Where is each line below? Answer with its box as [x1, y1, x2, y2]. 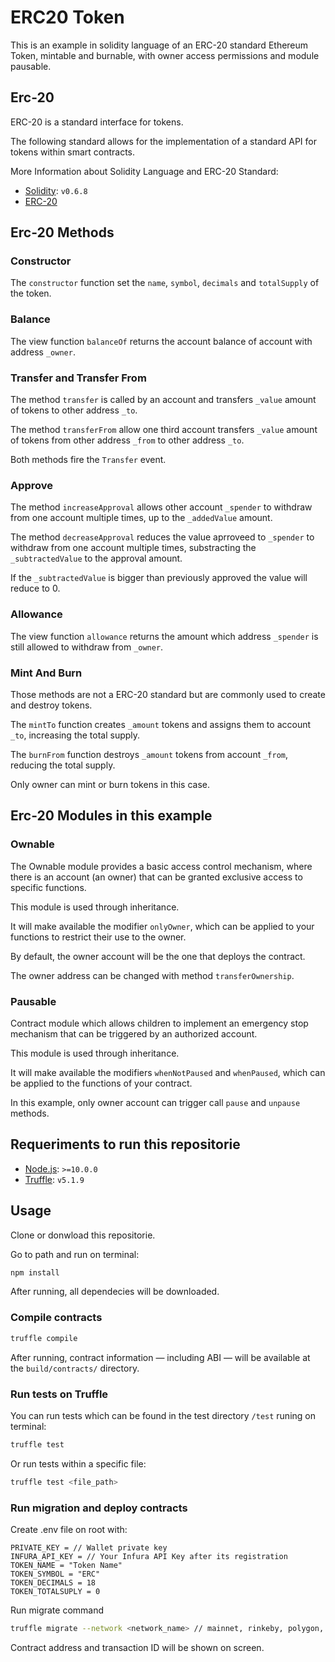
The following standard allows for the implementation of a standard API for [10, 135, 317, 147]
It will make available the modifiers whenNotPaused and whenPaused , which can [10, 1066, 326, 1078]
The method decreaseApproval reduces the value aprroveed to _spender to [10, 531, 315, 543]
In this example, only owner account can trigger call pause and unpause [10, 1096, 301, 1108]
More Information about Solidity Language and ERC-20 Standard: [10, 165, 279, 177]
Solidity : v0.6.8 [24, 184, 88, 196]
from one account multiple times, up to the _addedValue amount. [10, 512, 273, 524]
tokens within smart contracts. [10, 146, 136, 158]
